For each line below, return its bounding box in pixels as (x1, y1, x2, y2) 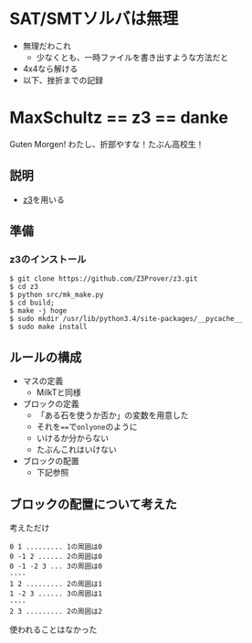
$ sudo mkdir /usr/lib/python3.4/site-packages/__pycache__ (9, 315, 244, 324)
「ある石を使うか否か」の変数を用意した (36, 410, 189, 421)
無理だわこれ (22, 40, 71, 51)
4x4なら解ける (22, 63, 79, 74)
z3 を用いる (22, 194, 66, 205)
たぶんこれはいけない (36, 445, 117, 455)
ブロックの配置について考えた (9, 496, 178, 512)
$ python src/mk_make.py (9, 290, 104, 300)
